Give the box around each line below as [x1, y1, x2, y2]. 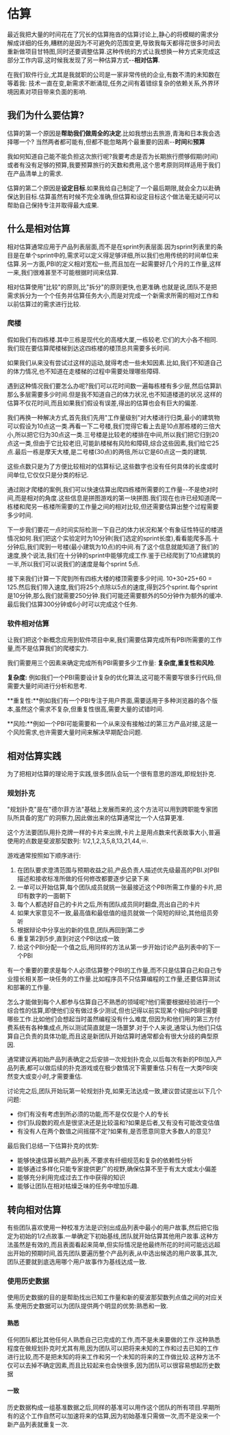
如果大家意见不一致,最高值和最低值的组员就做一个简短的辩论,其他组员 [16, 909, 213, 917]
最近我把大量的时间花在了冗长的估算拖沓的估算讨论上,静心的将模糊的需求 [7, 30, 214, 38]
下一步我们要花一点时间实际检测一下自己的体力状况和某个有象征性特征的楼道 [7, 525, 223, 534]
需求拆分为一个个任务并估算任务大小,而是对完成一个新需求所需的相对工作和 [7, 291, 219, 299]
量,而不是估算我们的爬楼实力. [7, 645, 89, 653]
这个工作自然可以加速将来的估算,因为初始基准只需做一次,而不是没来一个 [18, 1412, 221, 1420]
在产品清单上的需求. [7, 169, 64, 177]
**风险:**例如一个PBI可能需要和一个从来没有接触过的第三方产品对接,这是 [7, 720, 212, 728]
